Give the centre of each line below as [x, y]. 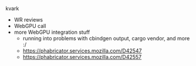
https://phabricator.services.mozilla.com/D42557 [82, 57]
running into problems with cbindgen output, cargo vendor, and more [106, 38]
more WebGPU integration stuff [52, 32]
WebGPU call [30, 26]
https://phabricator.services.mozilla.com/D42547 [82, 51]
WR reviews [28, 20]
